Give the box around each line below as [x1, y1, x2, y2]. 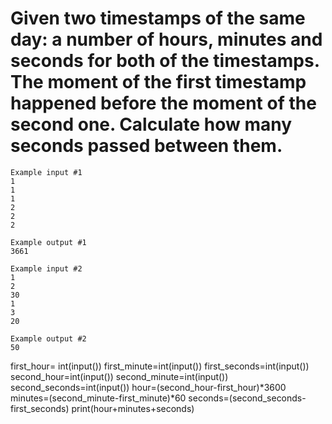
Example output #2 [10, 333, 87, 344]
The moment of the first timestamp [10, 71, 307, 94]
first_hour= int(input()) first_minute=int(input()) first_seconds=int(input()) [10, 360, 310, 372]
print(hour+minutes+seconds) [71, 402, 195, 414]
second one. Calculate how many [10, 113, 292, 136]
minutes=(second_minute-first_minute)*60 [10, 392, 187, 404]
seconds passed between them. [10, 135, 283, 157]
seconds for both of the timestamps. [10, 50, 320, 72]
